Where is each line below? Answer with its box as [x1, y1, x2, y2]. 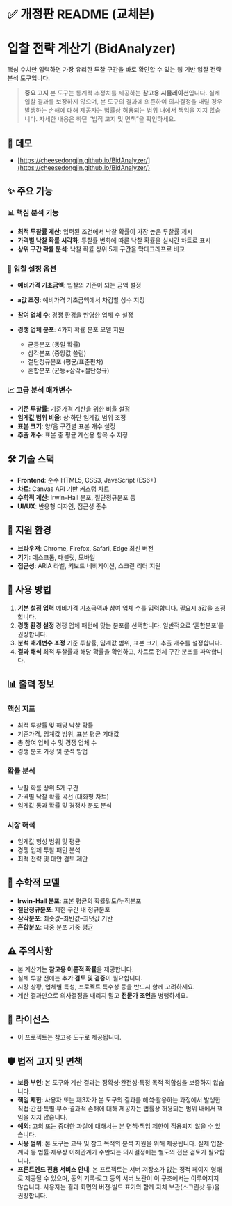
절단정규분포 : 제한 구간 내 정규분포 [17, 905, 110, 914]
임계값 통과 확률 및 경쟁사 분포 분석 [17, 801, 113, 809]
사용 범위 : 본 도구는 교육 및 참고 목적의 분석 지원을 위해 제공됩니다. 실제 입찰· [17, 1139, 224, 1148]
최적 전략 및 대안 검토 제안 [17, 854, 88, 863]
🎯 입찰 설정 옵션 [7, 264, 57, 274]
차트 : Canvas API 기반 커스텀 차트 [17, 485, 110, 493]
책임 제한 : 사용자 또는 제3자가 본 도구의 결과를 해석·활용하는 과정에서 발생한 [17, 1096, 221, 1104]
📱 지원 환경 [7, 524, 52, 536]
